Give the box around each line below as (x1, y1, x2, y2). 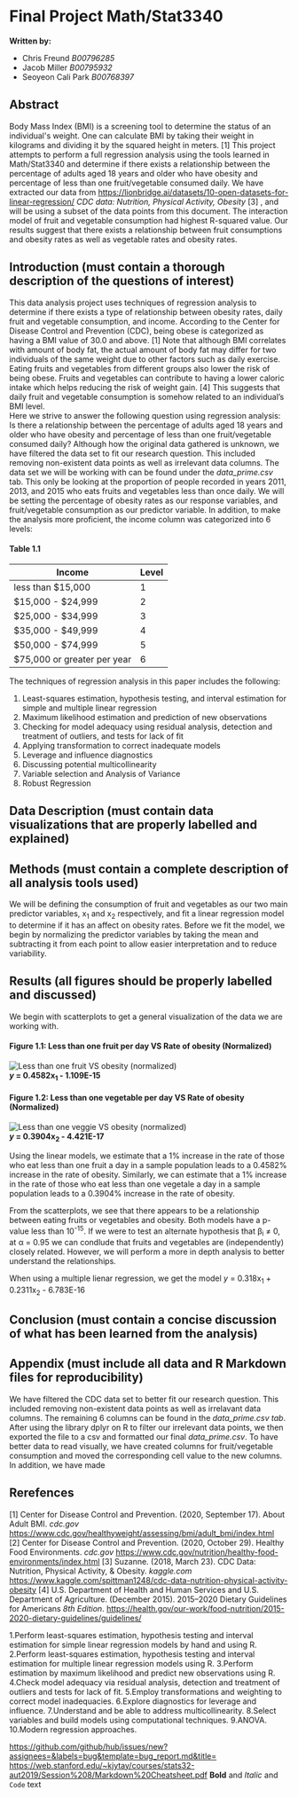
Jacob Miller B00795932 (21, 62, 113, 73)
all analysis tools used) (9, 875, 139, 891)
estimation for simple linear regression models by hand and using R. (9, 1639, 257, 1650)
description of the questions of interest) (9, 273, 235, 289)
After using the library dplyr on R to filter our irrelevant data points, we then (9, 1422, 284, 1432)
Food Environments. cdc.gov (9, 1546, 114, 1558)
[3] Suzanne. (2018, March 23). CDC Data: (101, 1556, 256, 1566)
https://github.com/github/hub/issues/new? (9, 1741, 169, 1752)
